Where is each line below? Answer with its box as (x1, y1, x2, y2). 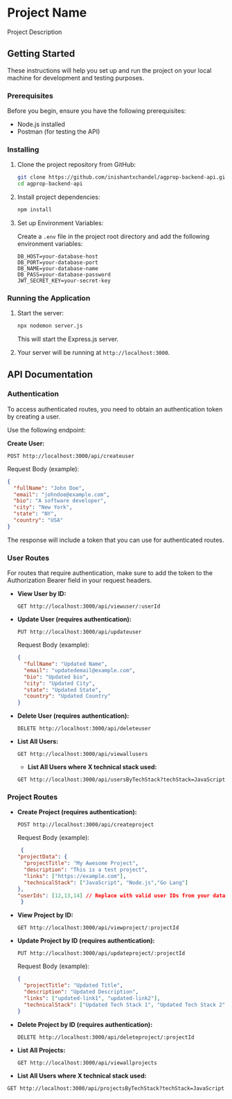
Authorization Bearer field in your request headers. (7, 577, 152, 585)
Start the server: (17, 309, 64, 317)
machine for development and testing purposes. (7, 73, 145, 82)
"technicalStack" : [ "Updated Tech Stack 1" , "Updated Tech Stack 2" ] (24, 1001, 229, 1008)
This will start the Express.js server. (17, 335, 119, 344)
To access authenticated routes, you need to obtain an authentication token (7, 405, 223, 413)
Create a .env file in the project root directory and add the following (17, 232, 210, 240)
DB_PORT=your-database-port (17, 258, 98, 266)
